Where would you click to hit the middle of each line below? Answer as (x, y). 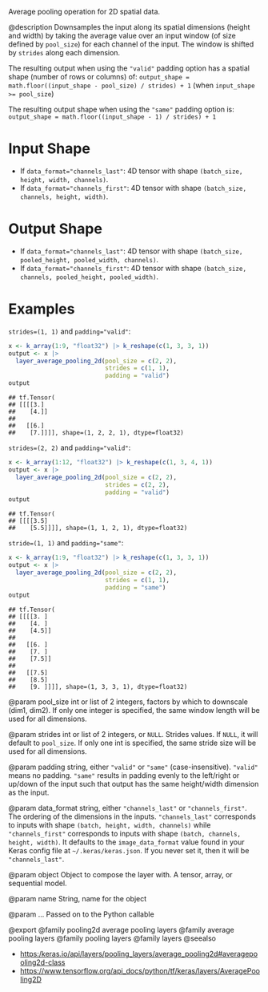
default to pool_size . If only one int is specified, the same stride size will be (132, 743)
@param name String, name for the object (78, 898)
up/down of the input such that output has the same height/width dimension (134, 783)
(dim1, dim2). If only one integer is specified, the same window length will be (134, 710)
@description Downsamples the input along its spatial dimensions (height (129, 27)
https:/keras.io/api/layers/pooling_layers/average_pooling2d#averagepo (139, 954)
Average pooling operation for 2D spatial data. (84, 12)
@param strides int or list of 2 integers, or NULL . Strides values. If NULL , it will (133, 734)
